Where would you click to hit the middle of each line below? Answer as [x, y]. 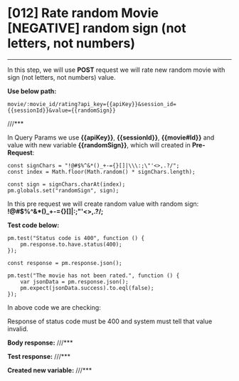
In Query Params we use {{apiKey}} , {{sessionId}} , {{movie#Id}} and [111, 137]
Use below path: [32, 91]
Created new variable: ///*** [50, 370]
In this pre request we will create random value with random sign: [103, 204]
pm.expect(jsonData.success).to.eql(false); [87, 288]
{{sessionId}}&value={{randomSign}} [62, 110]
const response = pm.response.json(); [65, 263]
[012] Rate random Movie [83, 13]
